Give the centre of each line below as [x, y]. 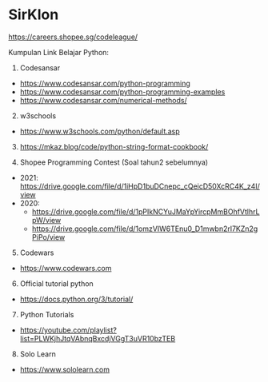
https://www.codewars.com [66, 268]
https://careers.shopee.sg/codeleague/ [73, 37]
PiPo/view [48, 237]
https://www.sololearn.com [65, 369]
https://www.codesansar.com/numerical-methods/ [104, 100]
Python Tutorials [47, 314]
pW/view [46, 220]
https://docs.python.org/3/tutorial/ [76, 299]
